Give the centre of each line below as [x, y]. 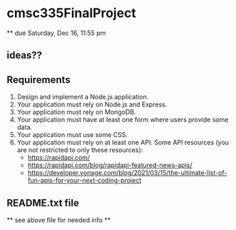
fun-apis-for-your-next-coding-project [84, 181]
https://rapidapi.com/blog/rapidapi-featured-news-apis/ [110, 165]
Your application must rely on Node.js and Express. [92, 104]
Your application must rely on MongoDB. [76, 112]
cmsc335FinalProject [72, 13]
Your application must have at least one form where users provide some [123, 120]
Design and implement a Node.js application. [83, 97]
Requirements [39, 80]
